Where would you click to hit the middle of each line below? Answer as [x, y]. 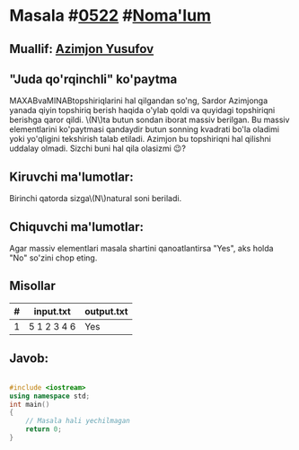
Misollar [33, 286]
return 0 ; [44, 429]
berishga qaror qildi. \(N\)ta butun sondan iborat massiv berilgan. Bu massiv [149, 120]
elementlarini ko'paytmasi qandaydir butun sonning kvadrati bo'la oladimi [145, 129]
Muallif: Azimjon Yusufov [82, 49]
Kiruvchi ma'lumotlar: [71, 176]
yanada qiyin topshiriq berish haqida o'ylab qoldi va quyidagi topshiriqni [142, 110]
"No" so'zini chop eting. [53, 258]
